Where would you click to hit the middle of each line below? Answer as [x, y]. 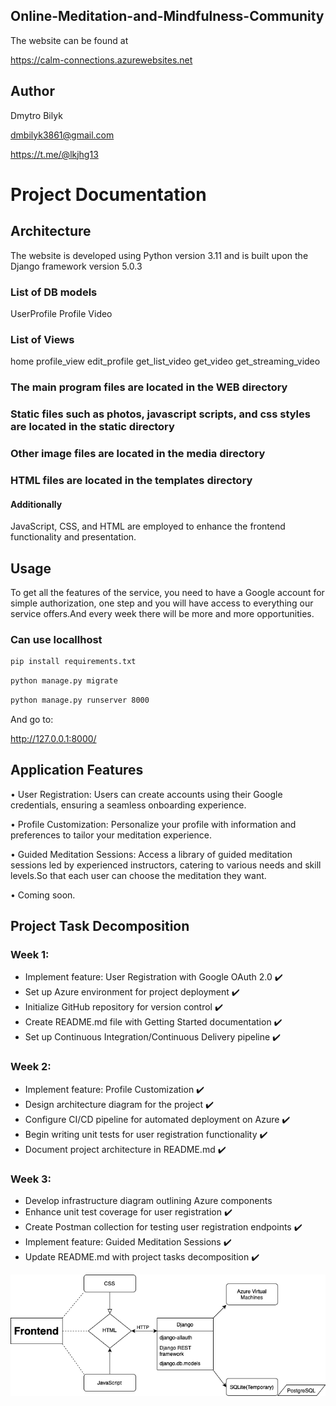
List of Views [42, 339]
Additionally [36, 504]
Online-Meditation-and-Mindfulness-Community [167, 16]
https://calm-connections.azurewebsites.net [101, 60]
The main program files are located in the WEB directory [149, 387]
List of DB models [54, 292]
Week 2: [31, 1067]
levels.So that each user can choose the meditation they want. [138, 875]
